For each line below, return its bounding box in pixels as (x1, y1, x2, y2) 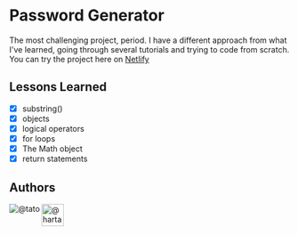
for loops (21, 133, 56, 143)
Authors (9, 180, 56, 195)
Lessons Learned (9, 79, 107, 94)
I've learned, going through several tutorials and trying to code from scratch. (9, 44, 290, 54)
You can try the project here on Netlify (9, 53, 149, 64)
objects (21, 113, 51, 124)
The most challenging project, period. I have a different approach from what (9, 35, 287, 45)
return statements (21, 153, 88, 165)
